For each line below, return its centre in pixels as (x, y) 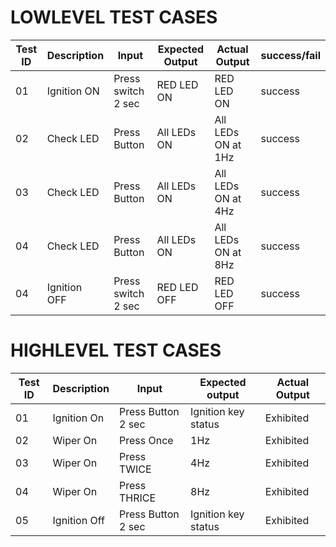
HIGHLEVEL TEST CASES (116, 350)
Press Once (146, 440)
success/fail (290, 55)
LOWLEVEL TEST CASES (114, 17)
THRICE (137, 498)
